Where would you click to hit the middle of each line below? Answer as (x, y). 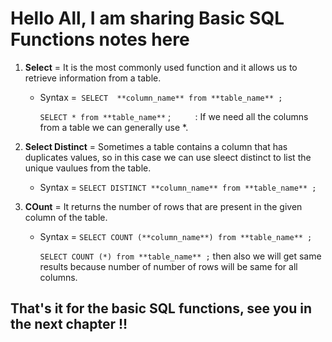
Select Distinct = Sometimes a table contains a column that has (156, 146)
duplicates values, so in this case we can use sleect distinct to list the (168, 157)
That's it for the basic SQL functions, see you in (161, 308)
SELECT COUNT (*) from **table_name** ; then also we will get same (180, 256)
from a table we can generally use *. (114, 127)
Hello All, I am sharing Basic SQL (147, 18)
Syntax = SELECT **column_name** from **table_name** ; (161, 97)
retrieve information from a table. (93, 78)
